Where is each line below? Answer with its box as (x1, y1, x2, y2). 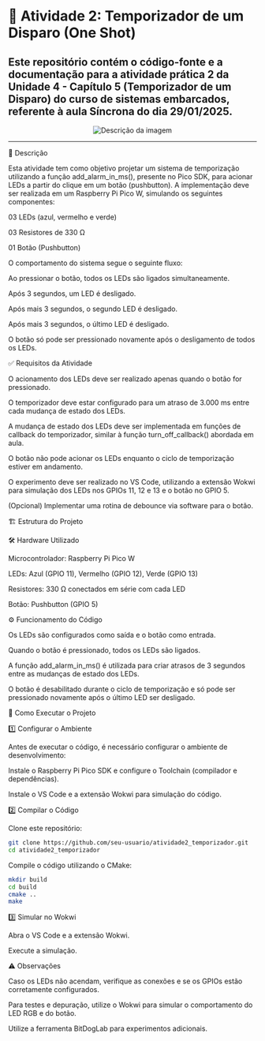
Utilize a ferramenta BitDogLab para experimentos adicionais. (8, 1024, 207, 1033)
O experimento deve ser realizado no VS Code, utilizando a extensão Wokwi (8, 477, 256, 486)
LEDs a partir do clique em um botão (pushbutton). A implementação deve (8, 181, 250, 189)
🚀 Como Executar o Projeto (8, 708, 96, 717)
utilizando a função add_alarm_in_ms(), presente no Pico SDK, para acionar (8, 172, 253, 181)
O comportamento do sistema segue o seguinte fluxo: (8, 258, 183, 268)
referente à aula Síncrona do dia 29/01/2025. (8, 104, 233, 118)
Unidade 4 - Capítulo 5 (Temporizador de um (8, 80, 232, 93)
